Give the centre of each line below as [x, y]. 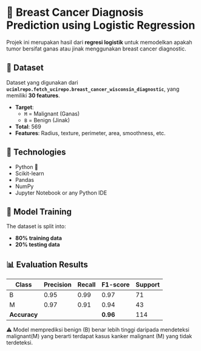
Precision [57, 285]
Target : [24, 107]
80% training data [39, 238]
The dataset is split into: [36, 226]
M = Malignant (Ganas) [52, 113]
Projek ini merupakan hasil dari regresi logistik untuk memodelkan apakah [99, 42]
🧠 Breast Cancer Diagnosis [75, 12]
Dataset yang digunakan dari [42, 82]
